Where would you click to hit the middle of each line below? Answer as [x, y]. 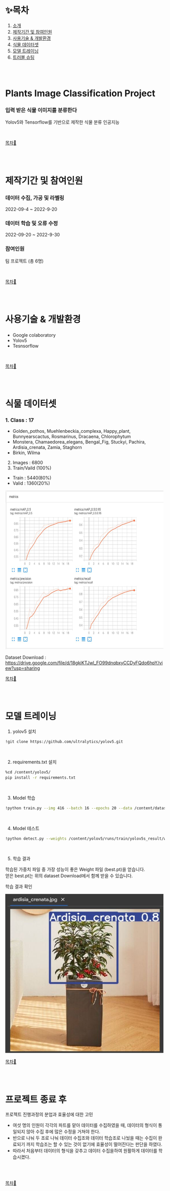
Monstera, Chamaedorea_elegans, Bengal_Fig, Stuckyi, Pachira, [79, 442]
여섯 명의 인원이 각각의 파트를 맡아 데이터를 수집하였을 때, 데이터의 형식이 [85, 1125]
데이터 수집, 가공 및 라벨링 [35, 198]
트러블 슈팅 [24, 57]
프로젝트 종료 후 [36, 1099]
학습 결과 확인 [19, 887]
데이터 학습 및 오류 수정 [32, 223]
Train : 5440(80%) [32, 478]
